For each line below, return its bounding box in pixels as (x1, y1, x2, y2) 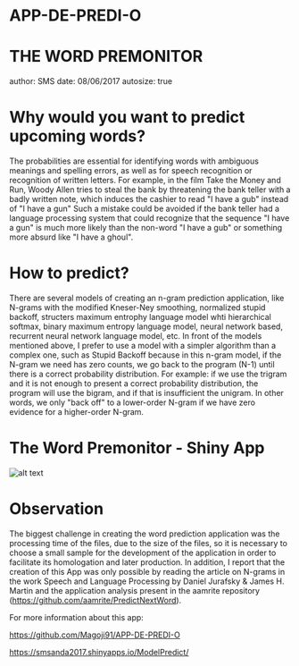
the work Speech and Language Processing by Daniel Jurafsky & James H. (9, 576, 285, 586)
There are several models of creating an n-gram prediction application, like (9, 292, 285, 303)
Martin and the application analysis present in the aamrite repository (9, 585, 261, 595)
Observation (9, 499, 104, 519)
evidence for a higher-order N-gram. (9, 407, 145, 417)
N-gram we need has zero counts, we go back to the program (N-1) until (9, 359, 275, 369)
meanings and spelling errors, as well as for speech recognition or (9, 165, 253, 176)
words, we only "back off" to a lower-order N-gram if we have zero (9, 397, 256, 408)
